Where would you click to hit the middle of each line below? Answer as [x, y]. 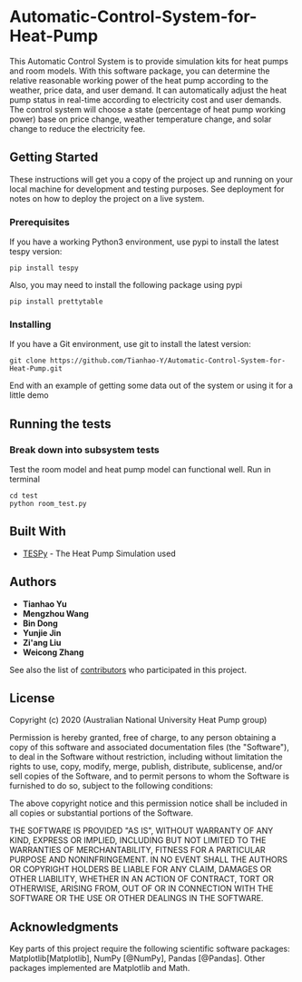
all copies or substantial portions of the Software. [101, 813]
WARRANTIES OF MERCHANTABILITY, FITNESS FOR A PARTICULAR [137, 850]
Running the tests [60, 424]
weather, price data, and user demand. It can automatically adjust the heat [148, 90]
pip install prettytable [56, 302]
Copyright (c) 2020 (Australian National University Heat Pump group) [138, 720]
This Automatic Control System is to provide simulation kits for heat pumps [149, 61]
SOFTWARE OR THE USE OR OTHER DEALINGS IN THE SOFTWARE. [136, 898]
